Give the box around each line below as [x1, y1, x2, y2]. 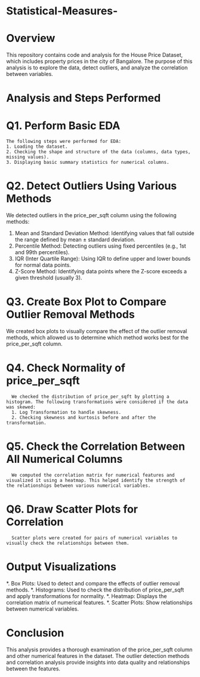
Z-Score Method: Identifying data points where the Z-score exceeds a [14, 268, 187, 275]
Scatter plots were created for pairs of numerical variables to [11, 535, 178, 541]
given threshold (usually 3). [14, 274, 82, 282]
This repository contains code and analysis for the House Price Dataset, [6, 51, 183, 59]
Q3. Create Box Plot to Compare [6, 295, 167, 309]
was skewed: [6, 404, 36, 410]
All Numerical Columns [6, 453, 123, 466]
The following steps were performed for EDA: [6, 139, 121, 145]
